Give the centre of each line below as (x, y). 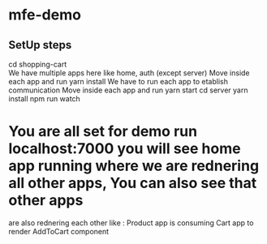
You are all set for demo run (103, 132)
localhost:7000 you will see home (125, 149)
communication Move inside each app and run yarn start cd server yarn (128, 90)
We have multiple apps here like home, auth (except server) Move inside (129, 73)
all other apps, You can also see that (133, 183)
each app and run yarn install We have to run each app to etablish (118, 81)
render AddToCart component (59, 231)
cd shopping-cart (38, 64)
